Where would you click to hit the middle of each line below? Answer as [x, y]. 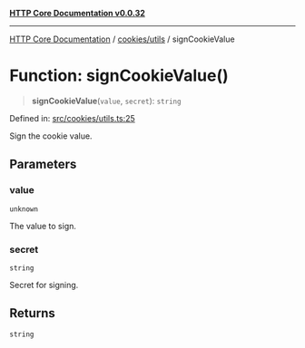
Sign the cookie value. [51, 136]
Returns [33, 313]
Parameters [43, 164]
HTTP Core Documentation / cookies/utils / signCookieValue [122, 39]
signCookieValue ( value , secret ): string [106, 101]
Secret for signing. [44, 285]
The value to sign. [43, 226]
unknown [24, 209]
